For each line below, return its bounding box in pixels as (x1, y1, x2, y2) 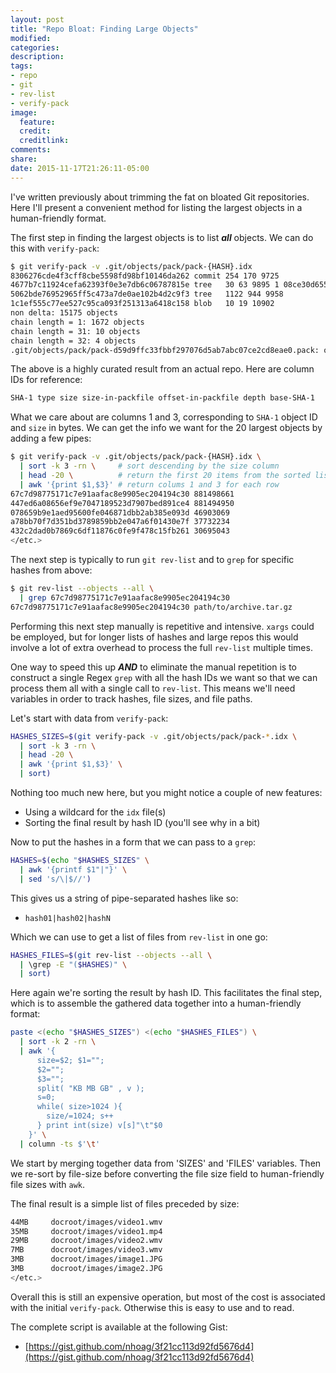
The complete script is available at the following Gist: (10, 1321, 228, 1333)
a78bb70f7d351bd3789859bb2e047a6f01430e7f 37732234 (10, 517, 230, 527)
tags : (10, 61, 33, 71)
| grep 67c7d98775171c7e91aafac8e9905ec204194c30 (19, 592, 230, 603)
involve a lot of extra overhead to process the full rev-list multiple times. (10, 641, 313, 653)
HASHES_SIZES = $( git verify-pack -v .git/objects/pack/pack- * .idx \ (10, 731, 298, 741)
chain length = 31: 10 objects (10, 326, 141, 336)
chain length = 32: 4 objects (10, 336, 137, 346)
